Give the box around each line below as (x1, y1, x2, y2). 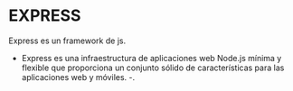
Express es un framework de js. (8, 35, 127, 46)
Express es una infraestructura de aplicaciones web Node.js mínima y (21, 52, 282, 63)
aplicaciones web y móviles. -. (21, 71, 136, 82)
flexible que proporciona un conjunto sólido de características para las (21, 62, 285, 73)
